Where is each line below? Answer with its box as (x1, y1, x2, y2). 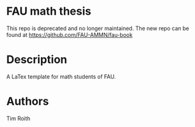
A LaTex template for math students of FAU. (6, 72, 117, 80)
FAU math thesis (6, 4, 91, 18)
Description (6, 53, 67, 67)
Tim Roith (6, 115, 31, 122)
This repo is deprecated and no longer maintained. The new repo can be (6, 25, 189, 32)
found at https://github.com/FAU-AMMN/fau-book (6, 31, 133, 38)
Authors (6, 94, 49, 109)
